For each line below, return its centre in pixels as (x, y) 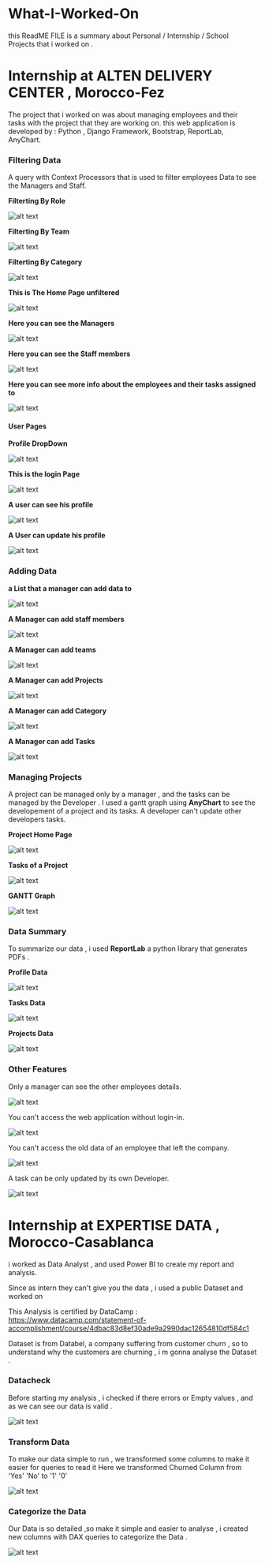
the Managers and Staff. (47, 185)
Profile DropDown (38, 443)
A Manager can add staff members (66, 619)
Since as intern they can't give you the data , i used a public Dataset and (125, 1288)
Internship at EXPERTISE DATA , (114, 1225)
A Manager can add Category (58, 710)
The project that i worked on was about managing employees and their (123, 114)
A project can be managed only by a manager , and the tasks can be (119, 794)
